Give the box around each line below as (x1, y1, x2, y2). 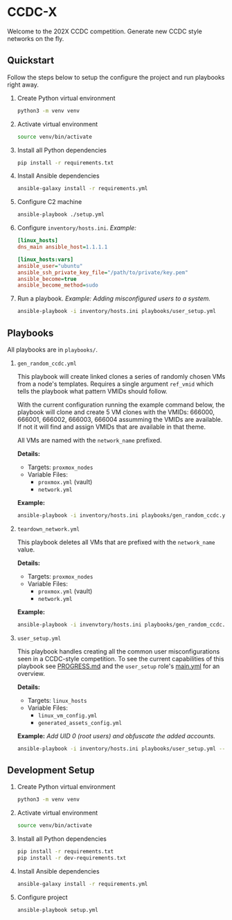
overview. (17, 669, 45, 677)
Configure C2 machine (17, 198, 82, 206)
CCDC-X (7, 4, 57, 20)
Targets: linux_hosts (27, 696, 87, 704)
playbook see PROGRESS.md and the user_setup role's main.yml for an (17, 662, 220, 670)
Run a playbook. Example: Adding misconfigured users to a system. (17, 294, 211, 303)
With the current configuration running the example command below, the (17, 400, 225, 409)
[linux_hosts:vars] (17, 256, 74, 263)
